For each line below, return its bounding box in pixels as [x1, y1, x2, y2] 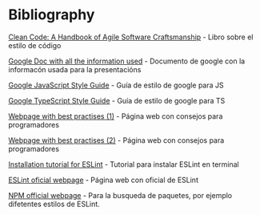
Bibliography [8, 6, 95, 24]
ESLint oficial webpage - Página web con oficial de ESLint [8, 175, 198, 185]
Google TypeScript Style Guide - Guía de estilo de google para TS [8, 95, 226, 105]
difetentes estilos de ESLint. [8, 199, 100, 209]
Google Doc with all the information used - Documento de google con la [8, 56, 246, 66]
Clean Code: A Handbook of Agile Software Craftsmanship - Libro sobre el [8, 32, 254, 42]
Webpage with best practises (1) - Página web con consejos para [8, 111, 223, 121]
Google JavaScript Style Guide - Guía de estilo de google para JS [8, 80, 224, 90]
